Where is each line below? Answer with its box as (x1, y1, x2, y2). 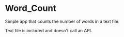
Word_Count (5, 3, 57, 14)
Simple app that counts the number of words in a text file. (5, 18, 120, 24)
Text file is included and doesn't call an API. (5, 28, 92, 33)
